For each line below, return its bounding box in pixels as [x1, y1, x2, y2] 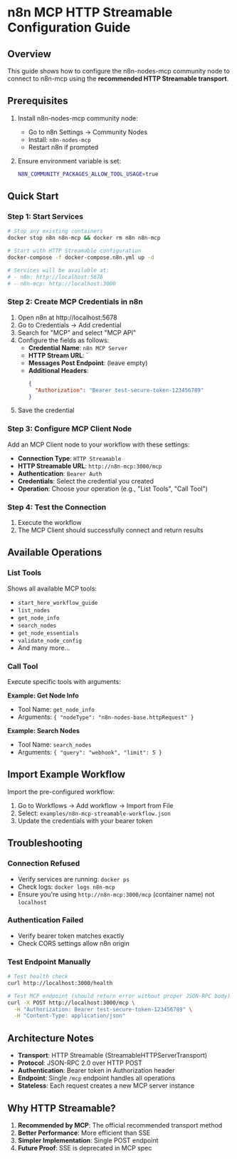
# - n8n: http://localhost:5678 [7, 273, 103, 280]
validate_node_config [17, 637, 82, 644]
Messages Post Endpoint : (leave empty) [28, 358, 148, 367]
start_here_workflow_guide [17, 599, 98, 606]
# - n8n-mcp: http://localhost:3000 [7, 280, 116, 287]
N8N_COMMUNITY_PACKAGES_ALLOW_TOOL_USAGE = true [17, 170, 159, 178]
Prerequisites [7, 95, 68, 107]
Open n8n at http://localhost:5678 [17, 313, 117, 322]
